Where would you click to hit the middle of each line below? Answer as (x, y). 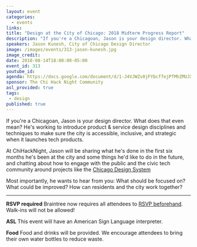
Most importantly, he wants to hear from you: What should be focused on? (96, 181)
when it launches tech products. (45, 139)
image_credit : (23, 55)
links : (14, 28)
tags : (13, 93)
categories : (21, 17)
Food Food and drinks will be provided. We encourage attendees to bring (94, 232)
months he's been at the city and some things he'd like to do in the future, (95, 157)
